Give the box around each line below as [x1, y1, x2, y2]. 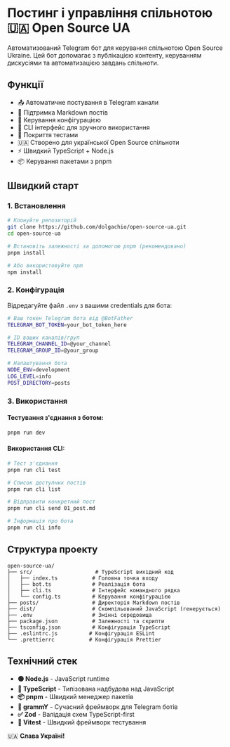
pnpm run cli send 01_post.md [7, 505, 96, 512]
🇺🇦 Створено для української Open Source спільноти [17, 138, 180, 146]
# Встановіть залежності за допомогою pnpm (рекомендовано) [7, 243, 187, 250]
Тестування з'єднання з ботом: [7, 414, 104, 422]
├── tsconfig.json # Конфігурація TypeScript [7, 624, 171, 631]
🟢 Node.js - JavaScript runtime [17, 674, 110, 683]
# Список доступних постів [7, 479, 86, 486]
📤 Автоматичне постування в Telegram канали [17, 98, 159, 106]
